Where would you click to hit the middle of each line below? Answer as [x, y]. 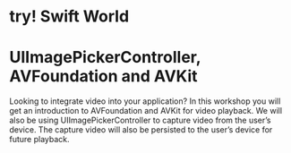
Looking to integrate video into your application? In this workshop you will [145, 101]
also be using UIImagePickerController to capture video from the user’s [140, 120]
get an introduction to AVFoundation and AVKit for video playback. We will [146, 111]
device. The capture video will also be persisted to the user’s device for [141, 130]
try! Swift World [69, 17]
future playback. [39, 140]
